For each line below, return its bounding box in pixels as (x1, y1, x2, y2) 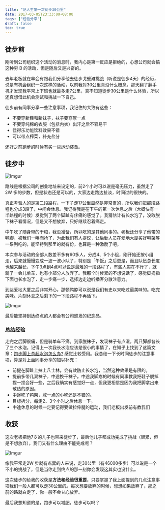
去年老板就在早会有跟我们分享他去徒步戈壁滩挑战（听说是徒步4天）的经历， (5, 75, 159, 81)
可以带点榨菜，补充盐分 (12, 133, 60, 139)
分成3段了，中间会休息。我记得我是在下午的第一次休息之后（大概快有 (13, 206, 154, 212)
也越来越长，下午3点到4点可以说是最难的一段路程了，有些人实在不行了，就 (5, 264, 157, 270)
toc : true (5, 26, 26, 31)
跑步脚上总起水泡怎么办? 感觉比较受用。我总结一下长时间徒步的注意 (14, 351, 151, 357)
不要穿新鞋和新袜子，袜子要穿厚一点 (12, 115, 86, 121)
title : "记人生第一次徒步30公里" (5, 7, 66, 12)
